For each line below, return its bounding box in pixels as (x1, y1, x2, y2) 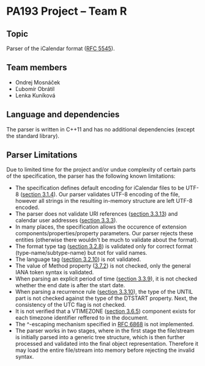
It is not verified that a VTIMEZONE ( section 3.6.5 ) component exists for (15, 307, 196, 315)
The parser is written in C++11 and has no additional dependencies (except (6, 125, 195, 133)
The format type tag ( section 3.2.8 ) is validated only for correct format (15, 243, 193, 250)
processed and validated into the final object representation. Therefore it (15, 340, 199, 348)
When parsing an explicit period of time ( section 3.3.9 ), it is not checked (15, 275, 198, 282)
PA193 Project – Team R (6, 4, 127, 18)
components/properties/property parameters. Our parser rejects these (15, 230, 193, 237)
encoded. (15, 203, 40, 211)
